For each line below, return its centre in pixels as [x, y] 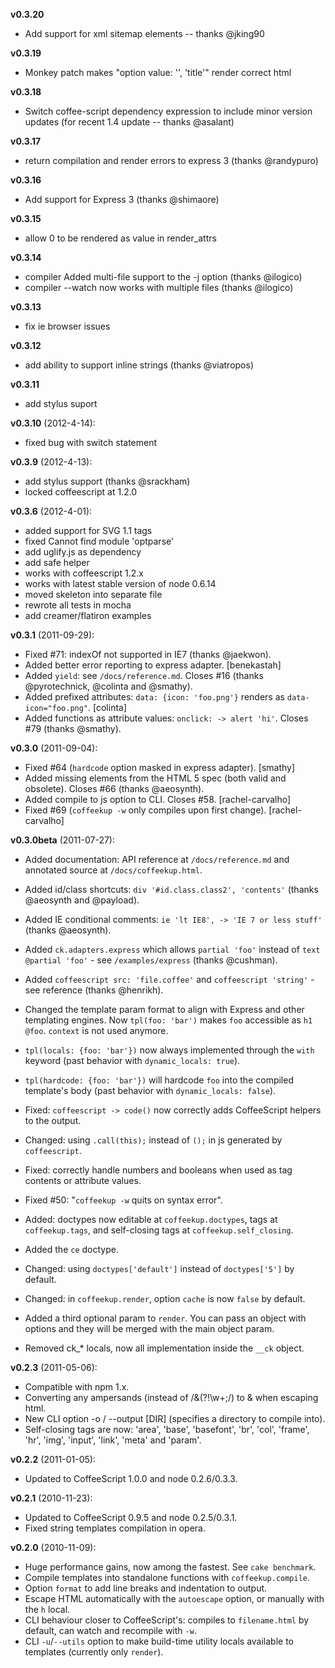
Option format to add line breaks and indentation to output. [146, 1588]
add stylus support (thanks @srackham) [107, 481]
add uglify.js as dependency [83, 552]
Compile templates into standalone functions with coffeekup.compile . [167, 1577]
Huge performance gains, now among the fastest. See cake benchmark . [170, 1567]
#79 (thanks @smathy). [73, 728]
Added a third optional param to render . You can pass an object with [165, 1318]
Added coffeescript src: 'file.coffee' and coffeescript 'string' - [169, 979]
